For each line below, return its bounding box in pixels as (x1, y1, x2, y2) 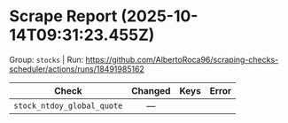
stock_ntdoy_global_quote (13, 100, 123, 111)
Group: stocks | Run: (9, 54, 84, 65)
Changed (131, 84, 171, 96)
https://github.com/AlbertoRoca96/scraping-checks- (85, 54, 279, 65)
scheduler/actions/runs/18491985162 (9, 64, 144, 74)
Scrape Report (9, 6, 118, 27)
